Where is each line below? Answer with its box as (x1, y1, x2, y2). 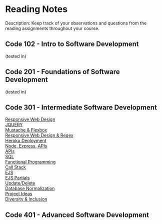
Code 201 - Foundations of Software (5, 67, 120, 76)
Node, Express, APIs (5, 143, 47, 149)
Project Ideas (5, 191, 32, 197)
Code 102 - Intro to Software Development (5, 40, 139, 48)
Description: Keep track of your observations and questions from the (5, 20, 147, 26)
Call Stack (5, 164, 26, 170)
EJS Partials (5, 175, 30, 181)
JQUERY (5, 121, 23, 128)
